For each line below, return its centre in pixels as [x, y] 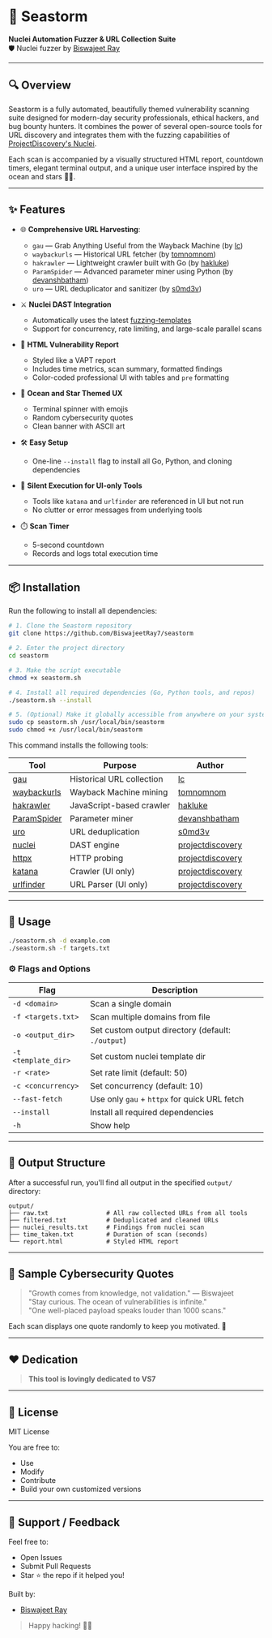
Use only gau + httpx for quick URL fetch [167, 1099]
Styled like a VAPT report [74, 360]
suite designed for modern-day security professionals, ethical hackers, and [134, 118]
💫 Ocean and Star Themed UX [71, 393]
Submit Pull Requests [55, 1566]
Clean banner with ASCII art [79, 426]
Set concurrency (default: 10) [147, 1085]
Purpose [120, 765]
